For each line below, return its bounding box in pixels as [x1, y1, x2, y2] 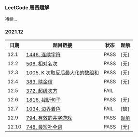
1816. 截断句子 [26, 96, 61, 103]
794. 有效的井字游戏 [26, 114, 72, 121]
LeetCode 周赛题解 [5, 4, 50, 11]
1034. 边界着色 [26, 105, 61, 112]
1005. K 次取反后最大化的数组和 [26, 69, 99, 76]
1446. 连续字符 [26, 51, 61, 58]
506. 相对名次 [26, 60, 58, 67]
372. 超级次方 [26, 87, 58, 94]
